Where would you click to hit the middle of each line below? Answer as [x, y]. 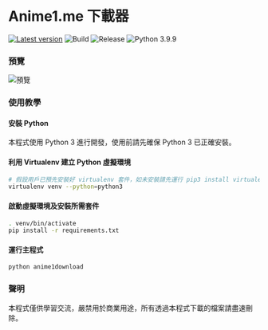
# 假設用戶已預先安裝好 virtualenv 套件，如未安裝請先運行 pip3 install [119, 179]
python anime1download [46, 267]
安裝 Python [29, 123]
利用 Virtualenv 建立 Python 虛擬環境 [70, 162]
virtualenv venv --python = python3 [66, 187]
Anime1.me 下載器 [69, 16]
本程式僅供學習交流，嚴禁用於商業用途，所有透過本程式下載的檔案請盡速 [127, 308]
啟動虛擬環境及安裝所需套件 [54, 206]
